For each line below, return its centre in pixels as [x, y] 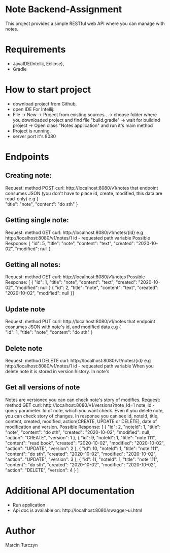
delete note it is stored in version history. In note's [57, 372]
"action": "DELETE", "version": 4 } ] [42, 470]
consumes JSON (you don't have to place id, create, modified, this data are [84, 193]
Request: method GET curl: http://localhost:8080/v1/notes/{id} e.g [74, 232]
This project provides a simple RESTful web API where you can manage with [85, 23]
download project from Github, [45, 103]
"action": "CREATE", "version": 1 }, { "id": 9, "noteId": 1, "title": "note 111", [81, 437]
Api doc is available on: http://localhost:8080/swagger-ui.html [77, 510]
